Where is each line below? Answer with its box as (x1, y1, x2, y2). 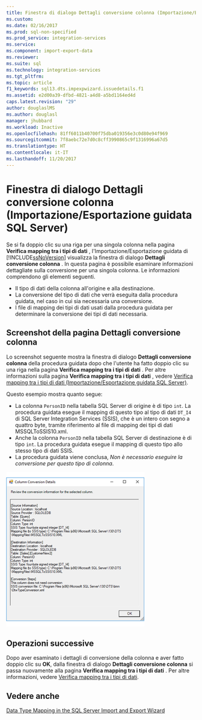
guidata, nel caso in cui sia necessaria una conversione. (14, 297, 154, 304)
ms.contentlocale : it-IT (6, 149, 69, 156)
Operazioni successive (6, 638, 94, 648)
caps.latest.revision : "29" (6, 99, 77, 105)
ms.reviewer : (6, 54, 39, 60)
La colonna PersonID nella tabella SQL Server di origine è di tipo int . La (14, 402, 191, 409)
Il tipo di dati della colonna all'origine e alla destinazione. (14, 284, 155, 292)
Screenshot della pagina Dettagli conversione (6, 328, 181, 338)
